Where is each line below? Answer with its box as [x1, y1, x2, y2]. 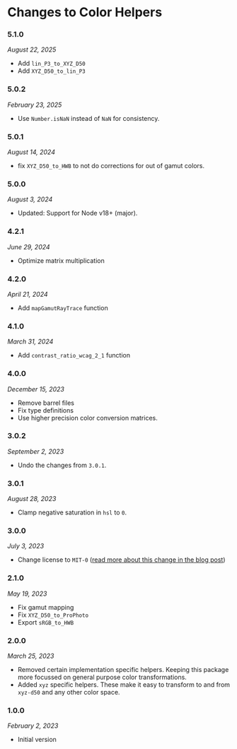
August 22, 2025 [7, 45, 57, 54]
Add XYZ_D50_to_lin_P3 [17, 66, 86, 75]
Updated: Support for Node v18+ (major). [17, 209, 138, 218]
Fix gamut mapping [17, 603, 74, 611]
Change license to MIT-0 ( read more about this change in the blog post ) [17, 555, 226, 564]
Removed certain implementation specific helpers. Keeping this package [17, 666, 229, 674]
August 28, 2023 [7, 495, 57, 503]
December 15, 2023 [7, 384, 65, 393]
